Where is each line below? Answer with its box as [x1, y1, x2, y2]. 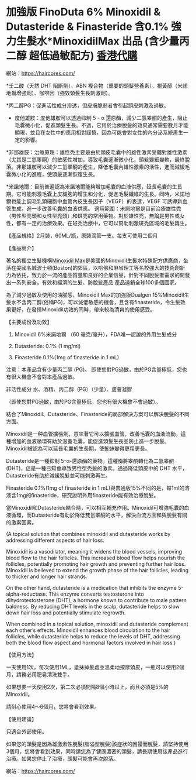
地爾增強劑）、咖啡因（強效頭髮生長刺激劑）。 [6, 89, 114, 97]
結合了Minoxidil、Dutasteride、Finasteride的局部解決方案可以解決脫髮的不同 [6, 410, 190, 417]
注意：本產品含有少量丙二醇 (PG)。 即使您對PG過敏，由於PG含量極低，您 [6, 366, 183, 373]
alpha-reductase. [6, 590, 48, 597]
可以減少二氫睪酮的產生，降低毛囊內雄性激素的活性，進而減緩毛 [36, 163, 190, 170]
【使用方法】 [6, 651, 37, 658]
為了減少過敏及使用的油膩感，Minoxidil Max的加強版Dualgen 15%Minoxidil [6, 291, 184, 298]
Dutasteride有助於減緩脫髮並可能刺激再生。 [6, 472, 111, 479]
